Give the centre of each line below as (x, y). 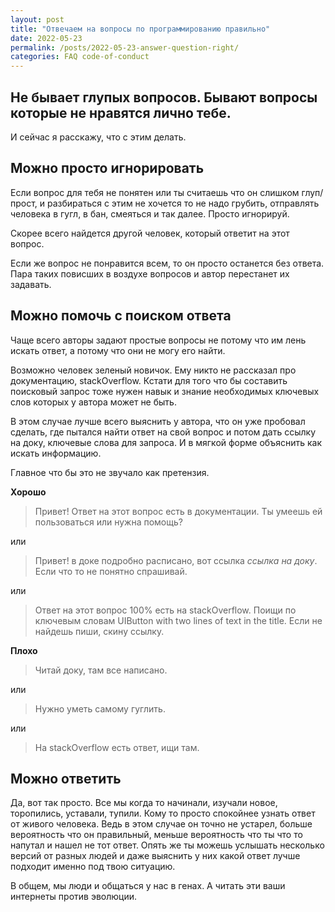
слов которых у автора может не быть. (93, 402)
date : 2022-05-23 (46, 38)
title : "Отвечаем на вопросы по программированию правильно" (140, 29)
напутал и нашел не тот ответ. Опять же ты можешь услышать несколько (167, 845)
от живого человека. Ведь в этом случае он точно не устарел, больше (161, 824)
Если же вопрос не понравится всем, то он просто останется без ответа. (167, 263)
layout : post (37, 19)
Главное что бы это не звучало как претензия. (110, 472)
